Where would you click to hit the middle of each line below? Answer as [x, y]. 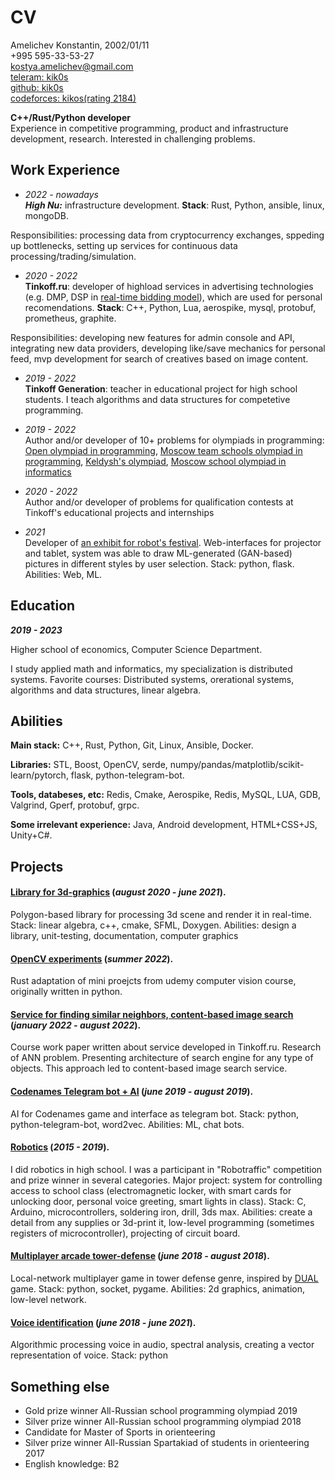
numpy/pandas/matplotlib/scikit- [237, 765]
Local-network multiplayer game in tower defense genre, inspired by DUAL [164, 1278]
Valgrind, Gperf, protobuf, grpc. [75, 805]
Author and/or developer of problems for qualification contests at [159, 502]
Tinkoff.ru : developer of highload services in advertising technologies [169, 286]
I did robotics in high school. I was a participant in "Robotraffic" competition [166, 1169]
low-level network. [48, 1299]
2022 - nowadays [62, 194]
